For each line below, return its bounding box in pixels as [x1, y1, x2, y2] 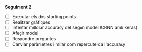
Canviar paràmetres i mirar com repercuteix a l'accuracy [12, 41, 126, 47]
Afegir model [12, 30, 39, 36]
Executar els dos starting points [12, 14, 76, 19]
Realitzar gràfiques [12, 19, 50, 25]
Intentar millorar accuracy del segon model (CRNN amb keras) [12, 25, 138, 31]
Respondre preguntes [12, 36, 56, 42]
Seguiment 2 [5, 4, 32, 10]
